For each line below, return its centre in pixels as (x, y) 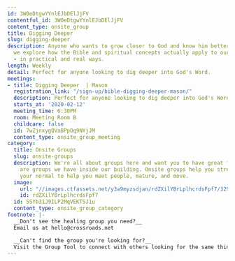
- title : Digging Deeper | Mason (58, 85)
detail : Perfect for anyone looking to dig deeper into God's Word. (109, 72)
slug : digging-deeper (39, 40)
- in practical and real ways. (59, 59)
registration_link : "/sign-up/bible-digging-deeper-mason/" (103, 91)
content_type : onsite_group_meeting (67, 137)
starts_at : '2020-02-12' (50, 105)
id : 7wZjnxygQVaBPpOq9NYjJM (55, 130)
